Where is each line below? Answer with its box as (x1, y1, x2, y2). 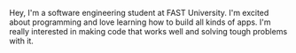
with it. (9, 35, 34, 46)
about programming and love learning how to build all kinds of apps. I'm (9, 17, 272, 27)
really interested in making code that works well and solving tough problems (9, 26, 288, 36)
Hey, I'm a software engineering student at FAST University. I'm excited (9, 8, 269, 18)
